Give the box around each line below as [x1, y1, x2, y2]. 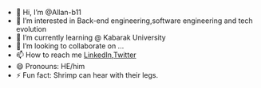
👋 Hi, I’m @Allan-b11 [15, 8, 82, 17]
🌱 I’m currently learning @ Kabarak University [15, 33, 166, 42]
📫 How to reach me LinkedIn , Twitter [15, 50, 137, 59]
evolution [15, 25, 46, 33]
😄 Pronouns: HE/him [15, 62, 85, 71]
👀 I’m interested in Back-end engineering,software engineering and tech [15, 16, 253, 25]
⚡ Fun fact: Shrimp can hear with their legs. [15, 71, 158, 79]
